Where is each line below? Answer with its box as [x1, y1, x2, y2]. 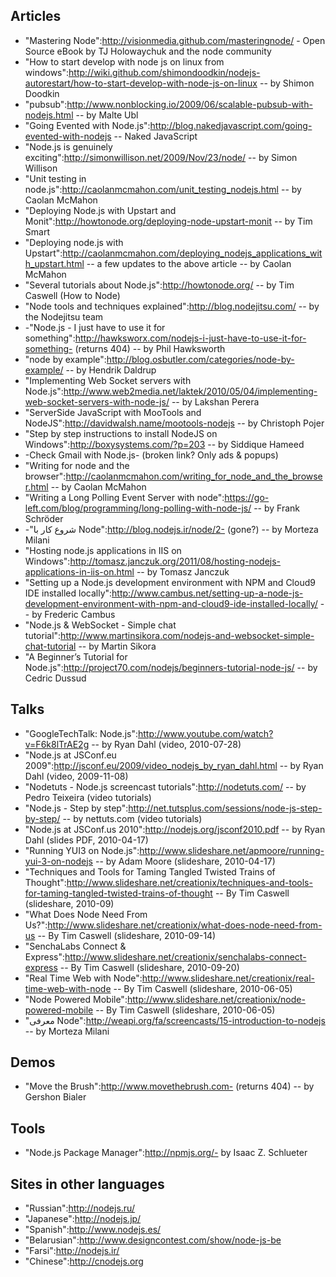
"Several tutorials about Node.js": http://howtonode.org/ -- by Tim [24, 279, 295, 291]
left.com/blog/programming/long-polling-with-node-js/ [24, 502, 252, 514]
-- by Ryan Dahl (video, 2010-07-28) [91, 738, 242, 750]
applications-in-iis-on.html [24, 565, 135, 578]
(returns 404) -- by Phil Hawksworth [74, 342, 226, 354]
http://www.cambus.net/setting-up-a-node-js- [111, 587, 304, 599]
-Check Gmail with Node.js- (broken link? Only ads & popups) [24, 449, 279, 461]
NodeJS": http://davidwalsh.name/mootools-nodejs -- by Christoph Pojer [24, 417, 325, 429]
